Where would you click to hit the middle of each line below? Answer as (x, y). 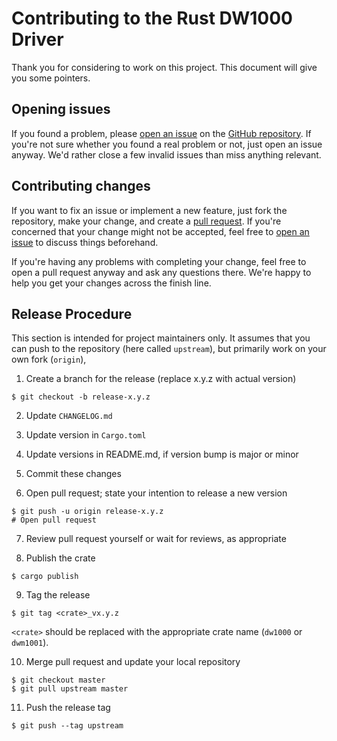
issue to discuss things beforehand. (85, 242)
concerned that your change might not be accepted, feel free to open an (160, 231)
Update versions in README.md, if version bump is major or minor (162, 454)
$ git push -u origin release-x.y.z (87, 512)
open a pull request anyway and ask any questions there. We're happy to (161, 272)
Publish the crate (60, 558)
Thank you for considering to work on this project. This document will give (164, 67)
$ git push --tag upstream (67, 726)
